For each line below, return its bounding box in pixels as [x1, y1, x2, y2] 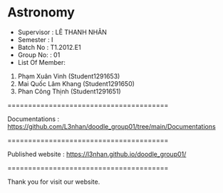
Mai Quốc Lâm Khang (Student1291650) [17, 79, 135, 88]
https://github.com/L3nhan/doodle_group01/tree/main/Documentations [7, 122, 216, 130]
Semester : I [17, 35, 53, 43]
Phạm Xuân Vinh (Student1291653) [17, 72, 120, 80]
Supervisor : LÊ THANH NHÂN [17, 28, 107, 36]
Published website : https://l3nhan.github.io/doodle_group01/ [7, 150, 187, 158]
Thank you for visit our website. [7, 177, 100, 186]
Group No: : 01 [17, 51, 61, 59]
